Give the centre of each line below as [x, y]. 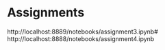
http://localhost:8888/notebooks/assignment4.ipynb [81, 38]
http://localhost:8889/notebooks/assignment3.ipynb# [83, 32]
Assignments [46, 13]
